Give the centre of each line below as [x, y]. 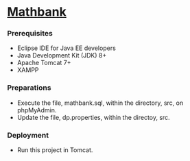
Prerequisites [30, 34]
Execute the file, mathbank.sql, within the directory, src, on [100, 103]
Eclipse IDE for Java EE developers [67, 48]
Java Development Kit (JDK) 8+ [62, 55]
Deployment [28, 135]
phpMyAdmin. [37, 110]
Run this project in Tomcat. [55, 150]
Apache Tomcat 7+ [44, 63]
